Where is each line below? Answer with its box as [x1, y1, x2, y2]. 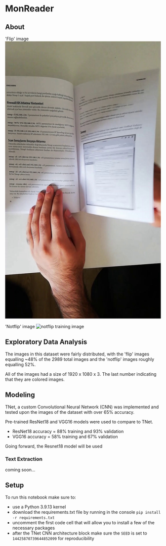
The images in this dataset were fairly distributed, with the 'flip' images [5, 351, 150, 357]
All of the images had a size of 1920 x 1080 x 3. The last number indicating [5, 371, 157, 377]
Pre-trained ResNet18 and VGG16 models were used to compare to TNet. [5, 419, 153, 425]
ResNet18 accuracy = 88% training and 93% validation [12, 428, 124, 434]
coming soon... [5, 466, 36, 473]
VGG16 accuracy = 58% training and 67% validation [12, 434, 118, 440]
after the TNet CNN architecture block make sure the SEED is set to [12, 530, 147, 536]
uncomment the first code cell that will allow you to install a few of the [12, 519, 155, 525]
